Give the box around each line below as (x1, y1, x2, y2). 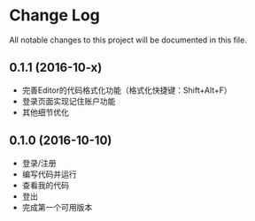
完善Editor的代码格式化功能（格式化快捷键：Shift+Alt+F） (21, 85, 232, 95)
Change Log (9, 5, 100, 26)
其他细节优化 (21, 107, 69, 118)
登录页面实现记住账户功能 (21, 95, 116, 106)
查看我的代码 (21, 179, 69, 190)
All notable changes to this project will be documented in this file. (9, 34, 248, 45)
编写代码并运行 (21, 169, 77, 179)
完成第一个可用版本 (21, 202, 93, 212)
